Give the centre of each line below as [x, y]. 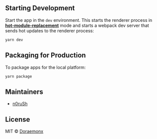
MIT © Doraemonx [24, 131]
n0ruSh [20, 104]
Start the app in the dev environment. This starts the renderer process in [79, 20]
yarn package [19, 76]
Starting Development [40, 8]
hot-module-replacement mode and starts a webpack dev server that [77, 25]
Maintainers [24, 92]
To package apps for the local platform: [45, 67]
